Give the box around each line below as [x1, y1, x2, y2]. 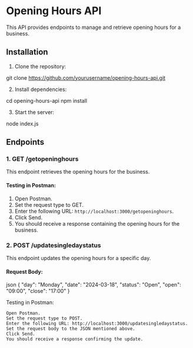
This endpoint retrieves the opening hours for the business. [6, 168, 150, 175]
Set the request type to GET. [14, 201, 84, 208]
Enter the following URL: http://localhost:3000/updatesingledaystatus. [6, 321, 188, 327]
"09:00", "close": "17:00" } [6, 288, 70, 295]
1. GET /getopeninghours [6, 155, 79, 163]
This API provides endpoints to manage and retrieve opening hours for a [6, 24, 181, 31]
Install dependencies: [14, 86, 67, 93]
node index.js [6, 120, 39, 127]
